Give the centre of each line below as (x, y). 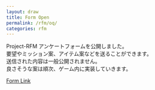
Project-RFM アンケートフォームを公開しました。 (67, 46)
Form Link (19, 81)
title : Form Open (28, 17)
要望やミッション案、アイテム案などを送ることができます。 (79, 54)
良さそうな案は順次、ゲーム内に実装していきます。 (69, 69)
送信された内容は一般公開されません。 (53, 61)
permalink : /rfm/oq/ (32, 23)
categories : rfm (26, 28)
